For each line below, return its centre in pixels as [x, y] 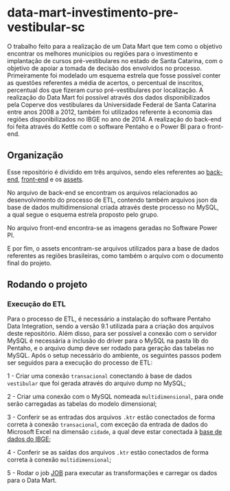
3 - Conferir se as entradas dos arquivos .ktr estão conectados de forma [111, 418]
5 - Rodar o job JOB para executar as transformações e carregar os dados [112, 473]
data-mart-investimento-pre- [93, 13]
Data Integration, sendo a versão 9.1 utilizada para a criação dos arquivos [111, 326]
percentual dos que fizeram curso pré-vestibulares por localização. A [105, 90]
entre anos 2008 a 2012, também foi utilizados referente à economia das [110, 112]
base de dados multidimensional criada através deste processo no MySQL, [113, 207]
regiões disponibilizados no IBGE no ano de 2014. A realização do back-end [114, 119]
